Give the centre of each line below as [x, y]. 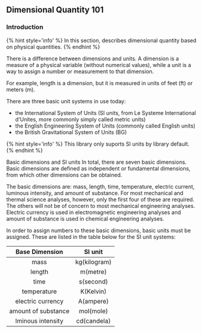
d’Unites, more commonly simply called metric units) [80, 119]
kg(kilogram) [93, 262]
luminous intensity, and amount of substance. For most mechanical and [95, 193]
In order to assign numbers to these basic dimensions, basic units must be [99, 230]
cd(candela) [93, 321]
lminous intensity [39, 321]
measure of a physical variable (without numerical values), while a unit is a [99, 65]
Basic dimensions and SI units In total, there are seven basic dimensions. [96, 162]
